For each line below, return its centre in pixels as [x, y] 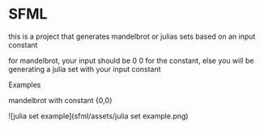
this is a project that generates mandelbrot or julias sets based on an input [132, 36]
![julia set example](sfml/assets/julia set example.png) [98, 116]
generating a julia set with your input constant [85, 69]
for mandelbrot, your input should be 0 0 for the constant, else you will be [131, 60]
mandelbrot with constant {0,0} [60, 100]
